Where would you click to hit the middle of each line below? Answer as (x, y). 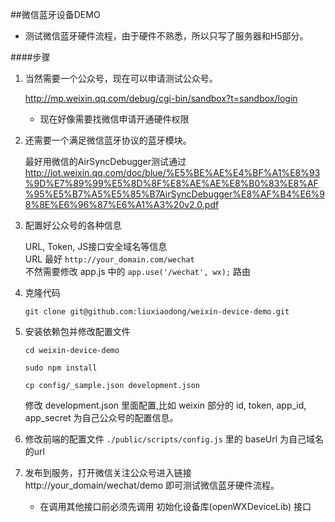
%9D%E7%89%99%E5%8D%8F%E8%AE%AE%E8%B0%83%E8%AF (171, 183)
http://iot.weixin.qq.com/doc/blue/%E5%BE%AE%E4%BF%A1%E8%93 (172, 172)
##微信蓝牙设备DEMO (55, 14)
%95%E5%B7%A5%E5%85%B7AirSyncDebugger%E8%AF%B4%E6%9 (174, 194)
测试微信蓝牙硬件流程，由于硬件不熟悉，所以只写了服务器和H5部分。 (166, 36)
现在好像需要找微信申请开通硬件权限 (114, 119)
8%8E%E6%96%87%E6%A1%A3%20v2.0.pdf (122, 204)
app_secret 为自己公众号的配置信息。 (101, 417)
